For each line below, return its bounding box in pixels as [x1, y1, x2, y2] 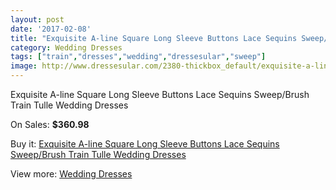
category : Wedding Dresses [10, 42, 123, 53]
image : [10, 61, 38, 71]
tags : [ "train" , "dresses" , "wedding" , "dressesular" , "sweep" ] [10, 52, 267, 62]
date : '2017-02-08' [10, 24, 92, 34]
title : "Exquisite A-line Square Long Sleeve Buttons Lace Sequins [10, 33, 298, 43]
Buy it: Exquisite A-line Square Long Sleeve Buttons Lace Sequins [10, 138, 280, 150]
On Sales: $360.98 [10, 119, 90, 130]
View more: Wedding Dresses [10, 168, 133, 180]
